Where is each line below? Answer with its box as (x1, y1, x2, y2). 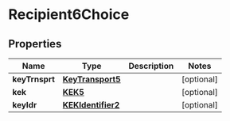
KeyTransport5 (62, 74, 121, 85)
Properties (8, 37, 62, 51)
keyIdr (12, 100, 37, 110)
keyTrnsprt (12, 74, 56, 85)
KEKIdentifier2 (62, 100, 120, 110)
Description (128, 61, 174, 71)
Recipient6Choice (8, 6, 130, 24)
